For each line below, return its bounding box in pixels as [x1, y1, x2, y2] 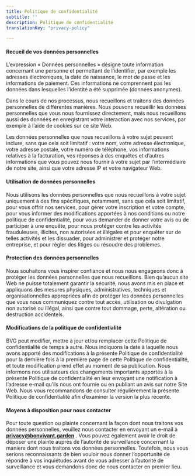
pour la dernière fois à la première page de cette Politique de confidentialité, [6, 356, 189, 363]
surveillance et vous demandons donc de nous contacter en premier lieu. [6, 463, 182, 470]
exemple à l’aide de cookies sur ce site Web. [6, 122, 113, 129]
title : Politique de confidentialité [6, 8, 98, 15]
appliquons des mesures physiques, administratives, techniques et [6, 286, 166, 293]
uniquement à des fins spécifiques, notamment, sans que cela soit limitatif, [6, 197, 186, 204]
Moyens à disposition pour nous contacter [6, 406, 111, 413]
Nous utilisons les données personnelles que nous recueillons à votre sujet [6, 191, 186, 198]
